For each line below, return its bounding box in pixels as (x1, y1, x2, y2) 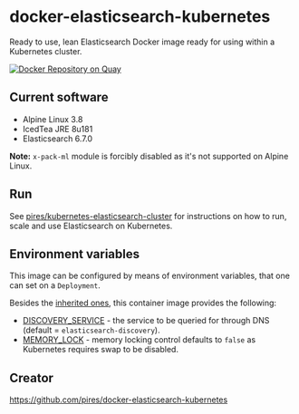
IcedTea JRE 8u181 (22, 123, 93, 134)
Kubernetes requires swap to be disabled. (22, 344, 179, 355)
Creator (9, 370, 54, 386)
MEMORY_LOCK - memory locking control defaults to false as (22, 334, 256, 345)
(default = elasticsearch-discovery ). (22, 324, 160, 336)
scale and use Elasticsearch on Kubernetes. (9, 220, 173, 231)
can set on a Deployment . (9, 280, 101, 291)
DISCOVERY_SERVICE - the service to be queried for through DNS (22, 315, 270, 326)
